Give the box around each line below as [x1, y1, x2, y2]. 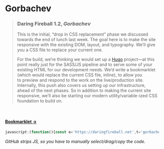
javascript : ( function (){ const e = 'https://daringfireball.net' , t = [5, 129, 141, 134]
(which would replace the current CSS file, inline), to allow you [17, 72, 143, 78]
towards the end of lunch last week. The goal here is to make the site [17, 37, 156, 43]
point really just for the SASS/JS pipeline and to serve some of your [17, 62, 153, 67]
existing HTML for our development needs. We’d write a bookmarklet [17, 67, 156, 73]
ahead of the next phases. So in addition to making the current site [17, 87, 151, 93]
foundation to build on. [17, 98, 63, 104]
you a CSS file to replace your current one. [17, 47, 103, 53]
